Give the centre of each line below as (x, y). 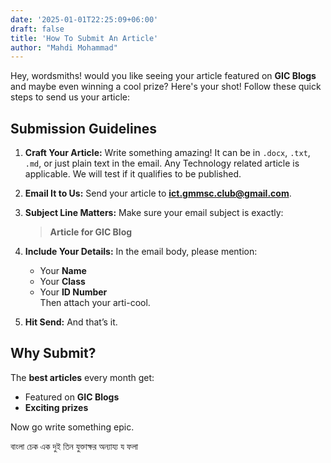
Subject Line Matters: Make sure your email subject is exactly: (154, 213)
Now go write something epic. (72, 427)
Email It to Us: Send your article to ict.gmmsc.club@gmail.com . (158, 193)
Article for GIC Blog (91, 232)
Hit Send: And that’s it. (71, 322)
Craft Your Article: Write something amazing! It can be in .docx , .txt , (167, 153)
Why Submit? (53, 353)
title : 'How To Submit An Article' (84, 38)
